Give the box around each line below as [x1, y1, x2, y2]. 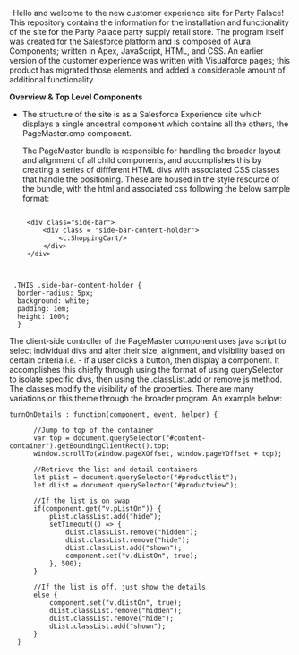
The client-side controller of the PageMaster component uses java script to [9, 336, 286, 346]
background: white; [17, 297, 90, 306]
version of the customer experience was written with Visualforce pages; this [9, 56, 291, 65]
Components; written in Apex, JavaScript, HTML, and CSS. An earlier [9, 46, 264, 56]
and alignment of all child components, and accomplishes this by [21, 155, 262, 165]
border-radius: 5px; [17, 289, 94, 297]
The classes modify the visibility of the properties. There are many [9, 384, 254, 393]
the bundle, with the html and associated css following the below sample [21, 184, 291, 194]
